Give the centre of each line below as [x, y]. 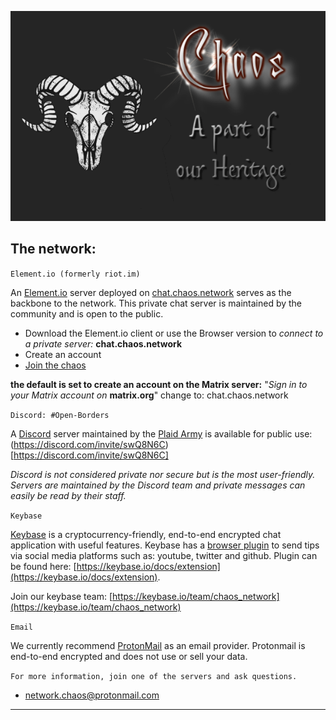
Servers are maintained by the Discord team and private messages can [158, 485]
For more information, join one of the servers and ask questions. [154, 676]
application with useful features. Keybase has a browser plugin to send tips [165, 545]
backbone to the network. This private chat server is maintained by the [156, 303]
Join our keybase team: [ [61, 596]
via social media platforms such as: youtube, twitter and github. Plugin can [164, 555]
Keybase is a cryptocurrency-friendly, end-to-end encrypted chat [146, 534]
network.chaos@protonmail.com [92, 695]
